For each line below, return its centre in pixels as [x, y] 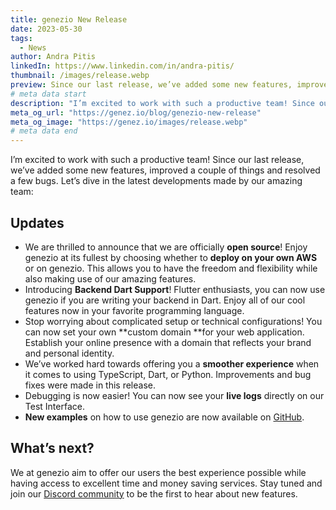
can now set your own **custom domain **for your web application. [164, 332]
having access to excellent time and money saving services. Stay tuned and [166, 483]
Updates [37, 222]
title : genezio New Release [69, 19]
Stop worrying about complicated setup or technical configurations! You [173, 321]
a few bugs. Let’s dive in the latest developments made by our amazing [156, 181]
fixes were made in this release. [90, 385]
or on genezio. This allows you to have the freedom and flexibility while [171, 268]
